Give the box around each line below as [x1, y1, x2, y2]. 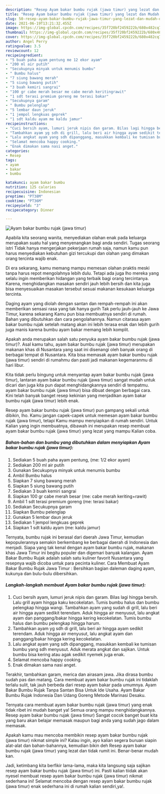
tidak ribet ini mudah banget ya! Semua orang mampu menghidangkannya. [5, 707, 156, 713]
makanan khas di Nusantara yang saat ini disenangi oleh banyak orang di [5, 347, 153, 353]
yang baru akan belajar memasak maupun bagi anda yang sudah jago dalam [5, 717, 160, 723]
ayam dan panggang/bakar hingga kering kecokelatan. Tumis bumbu [12, 615, 151, 621]
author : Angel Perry [5, 39, 48, 44]
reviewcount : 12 [5, 48, 39, 53]
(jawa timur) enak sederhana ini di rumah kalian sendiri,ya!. [5, 783, 125, 790]
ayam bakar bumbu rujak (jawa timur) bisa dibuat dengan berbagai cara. [5, 387, 151, 393]
